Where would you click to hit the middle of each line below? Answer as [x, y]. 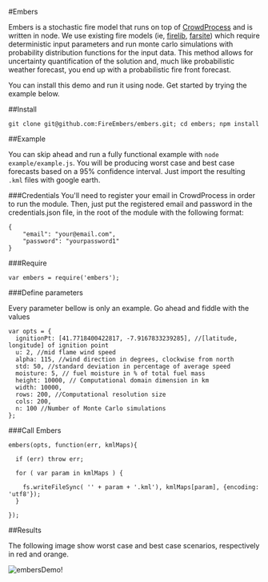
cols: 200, [34, 402]
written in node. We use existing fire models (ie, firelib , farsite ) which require [134, 36]
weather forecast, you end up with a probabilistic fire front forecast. [120, 70]
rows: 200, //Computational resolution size [91, 394]
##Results [25, 530]
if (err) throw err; [50, 459]
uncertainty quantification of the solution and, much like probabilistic [121, 61]
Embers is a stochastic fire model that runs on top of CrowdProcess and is [131, 27]
